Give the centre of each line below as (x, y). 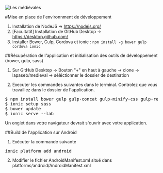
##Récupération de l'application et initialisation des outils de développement (81, 55)
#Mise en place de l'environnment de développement (58, 17)
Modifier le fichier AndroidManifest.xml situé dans (62, 160)
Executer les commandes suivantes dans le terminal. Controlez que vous (85, 85)
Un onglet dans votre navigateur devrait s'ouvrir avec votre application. (76, 123)
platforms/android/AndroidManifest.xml (51, 165)
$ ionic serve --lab (30, 113)
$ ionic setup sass (28, 104)
